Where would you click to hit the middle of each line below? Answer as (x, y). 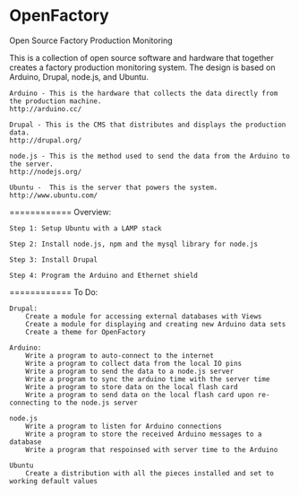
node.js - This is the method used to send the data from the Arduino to (150, 156)
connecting (30, 403)
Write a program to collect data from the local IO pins (134, 363)
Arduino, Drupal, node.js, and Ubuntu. (79, 76)
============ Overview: (60, 212)
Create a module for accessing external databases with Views (144, 316)
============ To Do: (54, 291)
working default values (54, 481)
